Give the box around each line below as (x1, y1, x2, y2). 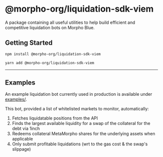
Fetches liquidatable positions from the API (12, 115, 98, 121)
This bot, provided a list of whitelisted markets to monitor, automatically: (5, 106, 149, 112)
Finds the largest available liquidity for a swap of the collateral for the (12, 121, 150, 126)
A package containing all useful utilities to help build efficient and (5, 19, 135, 25)
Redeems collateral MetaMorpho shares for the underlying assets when (12, 131, 155, 137)
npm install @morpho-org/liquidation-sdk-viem (5, 52, 101, 56)
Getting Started (5, 39, 53, 47)
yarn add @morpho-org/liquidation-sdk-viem (5, 60, 95, 65)
